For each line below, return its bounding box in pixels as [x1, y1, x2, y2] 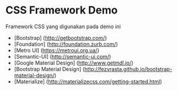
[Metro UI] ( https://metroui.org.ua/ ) [14, 46, 100, 53]
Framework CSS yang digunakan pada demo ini [5, 23, 121, 30]
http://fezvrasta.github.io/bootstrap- [84, 65, 173, 72]
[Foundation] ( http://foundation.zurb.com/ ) [14, 41, 118, 48]
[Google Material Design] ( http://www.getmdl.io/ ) [14, 59, 134, 66]
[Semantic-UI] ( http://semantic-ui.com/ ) [14, 53, 111, 60]
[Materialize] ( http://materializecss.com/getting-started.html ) [14, 77, 163, 85]
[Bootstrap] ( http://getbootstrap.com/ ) [14, 34, 107, 41]
